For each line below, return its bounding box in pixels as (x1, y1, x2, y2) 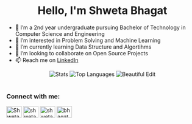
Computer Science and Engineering (15, 30, 105, 37)
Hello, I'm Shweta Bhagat (37, 4, 168, 18)
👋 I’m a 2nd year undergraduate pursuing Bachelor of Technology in (15, 24, 186, 31)
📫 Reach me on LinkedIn (15, 56, 79, 64)
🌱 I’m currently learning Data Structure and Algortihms (15, 43, 152, 50)
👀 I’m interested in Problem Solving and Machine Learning (15, 36, 161, 44)
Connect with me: (6, 92, 60, 100)
